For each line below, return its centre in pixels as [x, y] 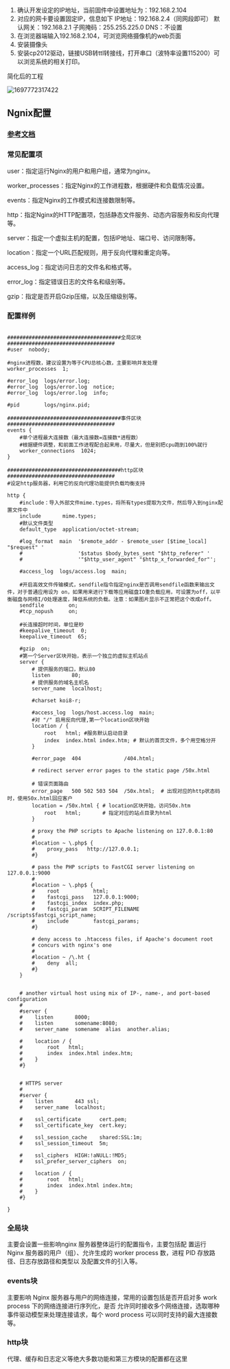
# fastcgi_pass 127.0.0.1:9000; [85, 897]
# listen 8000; [55, 1017]
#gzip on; [35, 648]
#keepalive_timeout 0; [54, 630]
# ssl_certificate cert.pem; [73, 1119]
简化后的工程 [25, 76]
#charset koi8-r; [56, 700]
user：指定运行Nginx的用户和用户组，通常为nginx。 [81, 171]
